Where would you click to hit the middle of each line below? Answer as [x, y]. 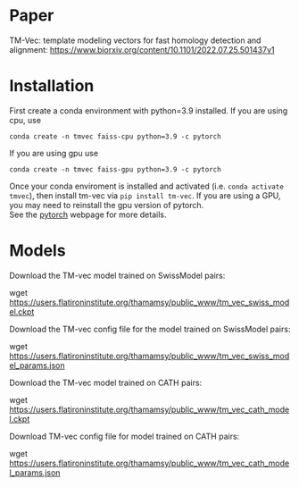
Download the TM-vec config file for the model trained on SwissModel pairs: [150, 329]
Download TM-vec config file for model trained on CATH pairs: [125, 436]
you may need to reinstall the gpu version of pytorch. [107, 205]
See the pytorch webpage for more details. [88, 214]
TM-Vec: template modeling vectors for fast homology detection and [135, 40]
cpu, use [25, 120]
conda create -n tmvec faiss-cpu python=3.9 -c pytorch [115, 136]
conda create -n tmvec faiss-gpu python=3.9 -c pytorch [115, 169]
